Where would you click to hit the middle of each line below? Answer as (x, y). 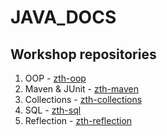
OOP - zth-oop (55, 78)
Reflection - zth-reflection (78, 120)
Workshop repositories (83, 54)
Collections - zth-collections (83, 99)
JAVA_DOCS (63, 17)
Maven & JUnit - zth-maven (81, 89)
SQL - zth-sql (53, 110)
